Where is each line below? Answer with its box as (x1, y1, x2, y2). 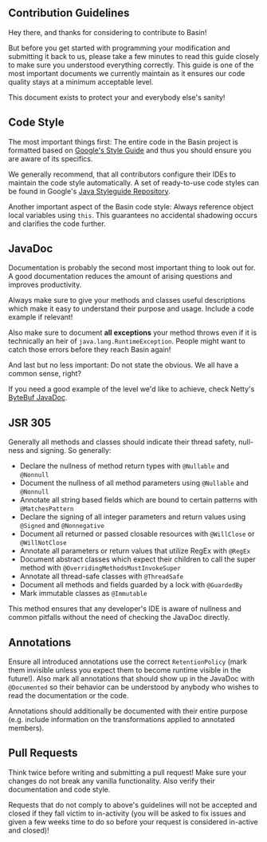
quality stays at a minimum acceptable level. (8, 77, 154, 86)
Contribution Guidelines (8, 6, 130, 20)
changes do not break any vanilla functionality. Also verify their (8, 776, 215, 785)
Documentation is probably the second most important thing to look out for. (8, 263, 256, 272)
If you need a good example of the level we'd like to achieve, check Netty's (8, 384, 255, 394)
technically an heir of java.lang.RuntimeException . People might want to (8, 336, 245, 346)
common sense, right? (8, 369, 82, 379)
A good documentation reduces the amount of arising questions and (8, 272, 233, 281)
